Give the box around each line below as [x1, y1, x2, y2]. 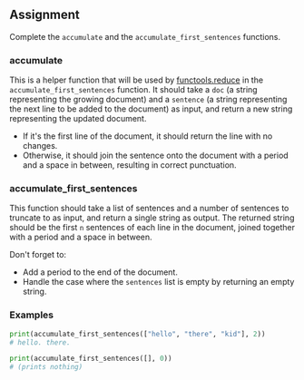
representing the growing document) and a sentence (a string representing [9, 94, 288, 105]
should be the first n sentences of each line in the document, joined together [9, 222, 296, 233]
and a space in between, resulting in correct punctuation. [22, 160, 238, 171]
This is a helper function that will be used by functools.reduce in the [9, 74, 264, 85]
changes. [22, 141, 58, 151]
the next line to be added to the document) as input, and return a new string [9, 103, 293, 114]
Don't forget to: [9, 249, 66, 260]
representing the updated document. [9, 113, 147, 124]
